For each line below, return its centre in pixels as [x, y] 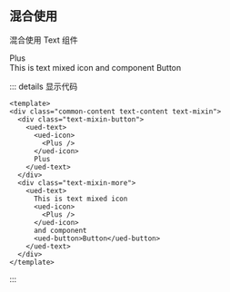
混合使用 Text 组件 [44, 40]
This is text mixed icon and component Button [95, 67]
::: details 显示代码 [44, 86]
